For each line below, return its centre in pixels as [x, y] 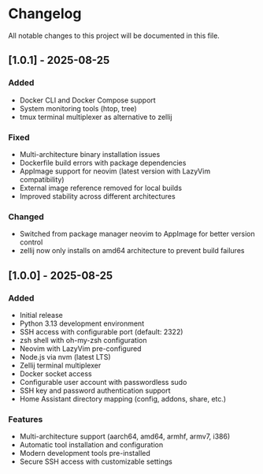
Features [26, 419]
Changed [26, 216]
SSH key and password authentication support [95, 390]
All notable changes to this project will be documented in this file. [114, 35]
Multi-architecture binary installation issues [90, 154]
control [31, 242]
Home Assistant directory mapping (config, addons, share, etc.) [123, 398]
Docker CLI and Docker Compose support [87, 100]
